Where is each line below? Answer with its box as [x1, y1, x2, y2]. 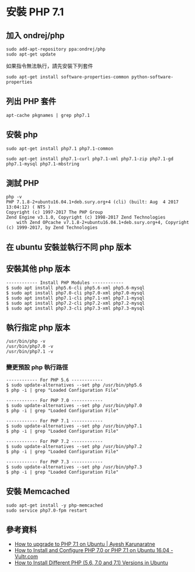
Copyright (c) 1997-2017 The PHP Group [6, 209, 103, 215]
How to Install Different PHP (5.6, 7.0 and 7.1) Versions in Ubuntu [14, 559, 168, 566]
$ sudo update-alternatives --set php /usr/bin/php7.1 [6, 423, 142, 429]
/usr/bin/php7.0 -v [6, 343, 54, 350]
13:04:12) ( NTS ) [6, 204, 51, 211]
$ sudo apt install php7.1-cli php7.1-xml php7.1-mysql [6, 295, 145, 301]
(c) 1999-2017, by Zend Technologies [6, 225, 98, 231]
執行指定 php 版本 [6, 323, 71, 333]
